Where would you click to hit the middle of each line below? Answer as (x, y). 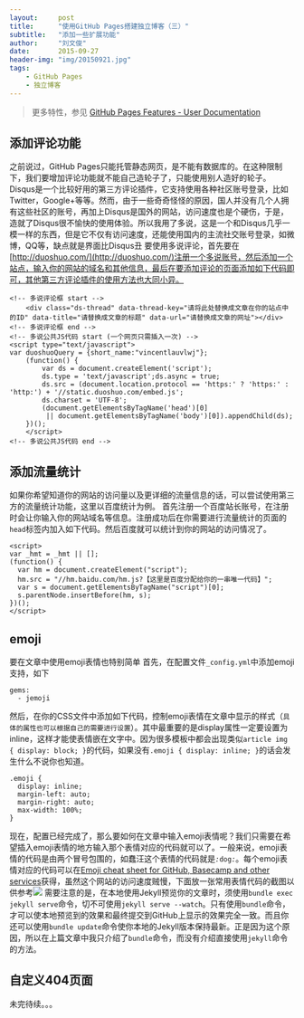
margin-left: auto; (54, 794)
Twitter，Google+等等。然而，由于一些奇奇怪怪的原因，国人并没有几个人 (146, 201)
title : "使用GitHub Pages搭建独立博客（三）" (99, 26)
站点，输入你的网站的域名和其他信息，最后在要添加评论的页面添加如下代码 (148, 269)
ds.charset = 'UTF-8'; (85, 400)
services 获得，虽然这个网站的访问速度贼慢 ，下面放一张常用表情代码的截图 (148, 881)
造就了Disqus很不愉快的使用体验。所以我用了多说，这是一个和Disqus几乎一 (150, 224)
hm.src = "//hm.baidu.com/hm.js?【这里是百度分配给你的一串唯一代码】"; (145, 580)
